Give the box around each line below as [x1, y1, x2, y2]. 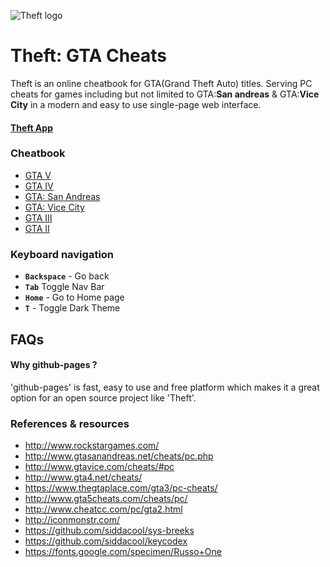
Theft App [10, 121, 53, 134]
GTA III [24, 211, 53, 224]
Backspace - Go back [24, 270, 110, 282]
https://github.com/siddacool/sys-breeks [24, 525, 195, 537]
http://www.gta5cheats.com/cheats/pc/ [24, 493, 188, 505]
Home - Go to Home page [24, 291, 125, 304]
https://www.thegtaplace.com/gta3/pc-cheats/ [24, 482, 218, 494]
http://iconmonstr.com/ [24, 514, 121, 526]
